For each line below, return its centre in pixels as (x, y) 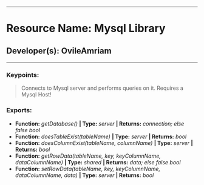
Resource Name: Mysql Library (86, 29)
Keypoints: (23, 75)
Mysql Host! (36, 95)
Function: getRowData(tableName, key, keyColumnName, (88, 156)
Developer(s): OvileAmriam (59, 51)
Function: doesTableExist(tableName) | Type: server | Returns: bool (101, 136)
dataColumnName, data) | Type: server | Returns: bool (84, 175)
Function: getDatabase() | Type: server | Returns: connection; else (100, 123)
